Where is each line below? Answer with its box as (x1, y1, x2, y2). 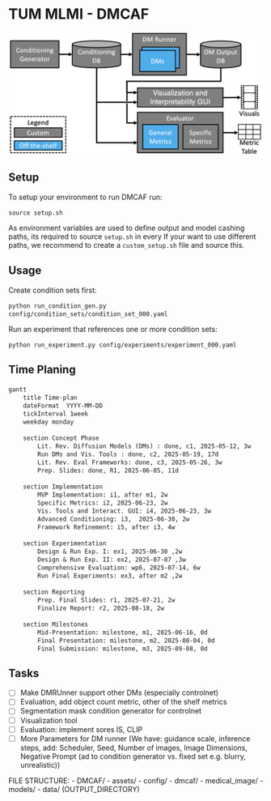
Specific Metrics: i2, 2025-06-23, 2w (37, 499, 168, 507)
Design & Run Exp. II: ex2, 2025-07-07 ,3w (37, 556, 186, 564)
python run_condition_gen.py (8, 301, 107, 310)
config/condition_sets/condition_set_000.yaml (8, 309, 168, 318)
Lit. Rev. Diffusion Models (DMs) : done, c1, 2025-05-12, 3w (37, 442, 252, 450)
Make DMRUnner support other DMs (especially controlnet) (19, 688, 219, 697)
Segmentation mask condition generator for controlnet (19, 706, 202, 716)
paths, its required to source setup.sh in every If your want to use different (8, 232, 256, 241)
